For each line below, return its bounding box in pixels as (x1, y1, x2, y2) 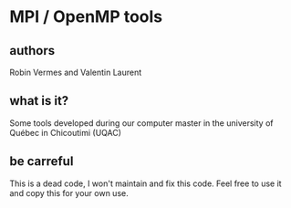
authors (9, 43, 56, 58)
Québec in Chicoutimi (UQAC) (9, 127, 121, 138)
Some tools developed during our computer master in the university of (9, 117, 274, 129)
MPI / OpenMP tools (9, 6, 163, 27)
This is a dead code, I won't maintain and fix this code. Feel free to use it (9, 178, 282, 189)
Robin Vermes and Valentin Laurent (9, 67, 142, 78)
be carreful (9, 153, 74, 170)
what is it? (9, 93, 69, 109)
